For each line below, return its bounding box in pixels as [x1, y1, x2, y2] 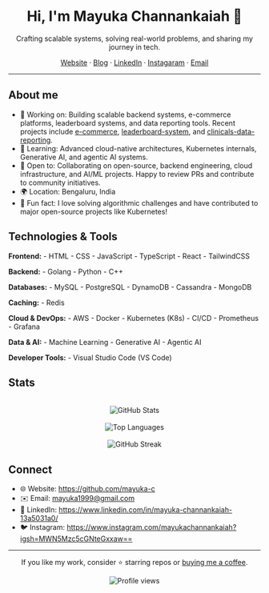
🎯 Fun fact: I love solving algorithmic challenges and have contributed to [19, 198, 259, 207]
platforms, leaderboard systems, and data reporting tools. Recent [19, 118, 236, 127]
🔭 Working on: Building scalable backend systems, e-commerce [19, 110, 231, 119]
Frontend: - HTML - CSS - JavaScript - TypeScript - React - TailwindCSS [8, 251, 251, 261]
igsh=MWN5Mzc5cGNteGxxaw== [19, 534, 133, 543]
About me [8, 88, 58, 102]
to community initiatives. [19, 178, 102, 187]
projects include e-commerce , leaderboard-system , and [19, 126, 206, 136]
